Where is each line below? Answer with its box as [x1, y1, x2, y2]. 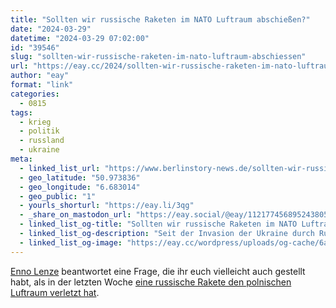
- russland [19, 136, 65, 146]
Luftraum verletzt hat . [10, 286, 100, 298]
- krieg [19, 117, 52, 127]
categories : [10, 89, 60, 99]
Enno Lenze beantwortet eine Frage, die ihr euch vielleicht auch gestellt [10, 265, 306, 277]
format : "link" [10, 80, 74, 90]
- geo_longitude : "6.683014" [19, 182, 141, 192]
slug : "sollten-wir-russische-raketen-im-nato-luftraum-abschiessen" [10, 52, 307, 62]
